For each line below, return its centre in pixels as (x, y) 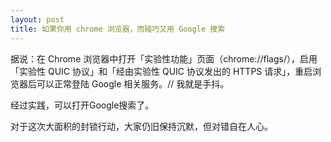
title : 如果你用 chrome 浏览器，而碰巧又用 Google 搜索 (118, 29)
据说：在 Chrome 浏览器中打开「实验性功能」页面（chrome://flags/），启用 (164, 58)
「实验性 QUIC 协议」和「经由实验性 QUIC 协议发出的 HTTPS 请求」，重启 (161, 71)
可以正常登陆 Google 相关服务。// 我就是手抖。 (133, 83)
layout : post (37, 19)
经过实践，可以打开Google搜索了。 (82, 105)
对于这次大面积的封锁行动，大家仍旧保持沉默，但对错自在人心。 (141, 126)
